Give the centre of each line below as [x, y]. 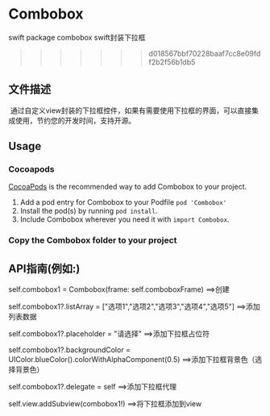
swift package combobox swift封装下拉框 [77, 37]
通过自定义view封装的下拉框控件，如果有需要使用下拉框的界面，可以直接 [131, 110]
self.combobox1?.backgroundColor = [70, 350]
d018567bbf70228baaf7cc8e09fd [205, 53]
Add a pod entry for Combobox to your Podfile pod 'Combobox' [123, 202]
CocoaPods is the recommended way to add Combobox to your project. [128, 187]
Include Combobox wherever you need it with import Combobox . [125, 219]
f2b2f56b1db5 [172, 62]
